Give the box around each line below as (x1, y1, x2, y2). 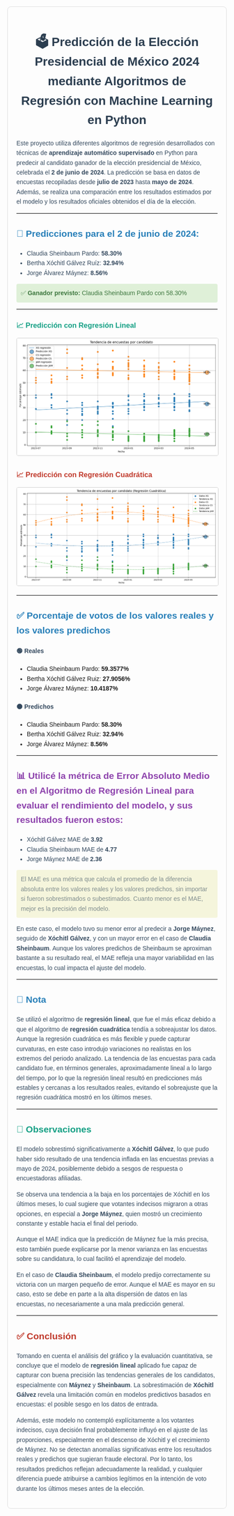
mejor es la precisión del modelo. (20, 904, 110, 913)
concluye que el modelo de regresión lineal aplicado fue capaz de (16, 1361, 197, 1369)
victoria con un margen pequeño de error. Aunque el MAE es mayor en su (16, 1281, 216, 1288)
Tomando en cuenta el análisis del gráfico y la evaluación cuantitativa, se (16, 1352, 213, 1360)
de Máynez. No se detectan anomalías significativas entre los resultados (16, 1446, 212, 1454)
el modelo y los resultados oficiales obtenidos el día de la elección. (16, 198, 196, 206)
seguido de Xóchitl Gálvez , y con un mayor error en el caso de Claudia (16, 934, 211, 943)
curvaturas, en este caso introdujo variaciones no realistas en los (16, 1044, 192, 1053)
